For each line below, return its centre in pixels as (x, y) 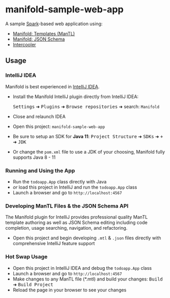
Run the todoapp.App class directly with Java (60, 181)
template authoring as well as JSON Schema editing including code (77, 222)
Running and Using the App (40, 171)
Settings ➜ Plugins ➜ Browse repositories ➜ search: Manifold (86, 106)
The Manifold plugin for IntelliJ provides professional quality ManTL (77, 217)
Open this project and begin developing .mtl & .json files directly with (87, 238)
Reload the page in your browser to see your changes (70, 290)
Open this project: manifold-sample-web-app (59, 126)
